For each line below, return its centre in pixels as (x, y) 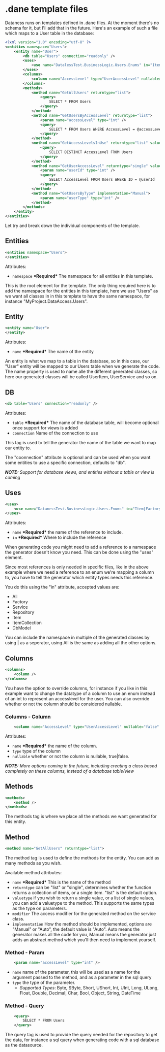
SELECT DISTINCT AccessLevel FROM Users (91, 152)
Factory (20, 602)
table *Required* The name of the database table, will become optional (85, 423)
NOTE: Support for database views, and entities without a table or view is (80, 472)
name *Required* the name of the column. (55, 746)
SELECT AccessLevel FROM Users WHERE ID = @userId (102, 180)
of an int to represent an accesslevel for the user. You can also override (77, 698)
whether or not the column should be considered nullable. (64, 704)
